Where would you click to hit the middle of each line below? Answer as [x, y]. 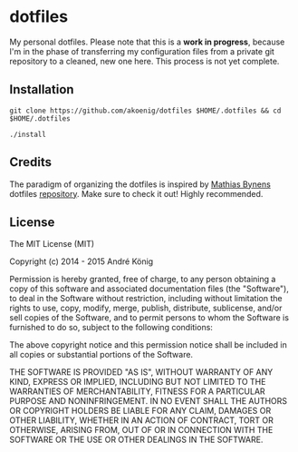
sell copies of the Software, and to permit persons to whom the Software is [149, 318]
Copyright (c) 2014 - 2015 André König [82, 261]
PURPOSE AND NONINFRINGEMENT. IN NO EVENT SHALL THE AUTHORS [149, 401]
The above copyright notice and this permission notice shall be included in [148, 345]
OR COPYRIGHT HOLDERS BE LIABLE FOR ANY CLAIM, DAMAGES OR [140, 411]
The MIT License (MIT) [52, 244]
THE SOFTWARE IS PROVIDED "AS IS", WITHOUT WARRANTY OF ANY [141, 372]
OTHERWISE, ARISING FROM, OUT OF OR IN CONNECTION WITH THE [141, 430]
